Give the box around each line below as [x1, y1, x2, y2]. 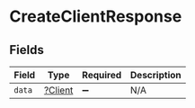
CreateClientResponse [9, 6, 182, 27]
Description [129, 69, 182, 81]
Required [82, 69, 122, 81]
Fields [9, 42, 45, 58]
